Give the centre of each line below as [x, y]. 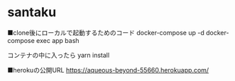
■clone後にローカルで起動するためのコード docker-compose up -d [106, 32]
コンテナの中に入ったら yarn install [59, 55]
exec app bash [58, 40]
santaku [32, 12]
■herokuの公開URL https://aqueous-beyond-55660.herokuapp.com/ [108, 70]
